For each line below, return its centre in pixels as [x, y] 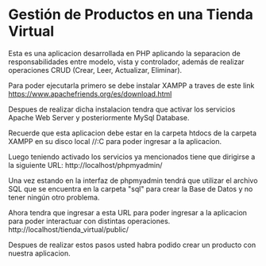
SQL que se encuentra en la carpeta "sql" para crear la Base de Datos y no [131, 188]
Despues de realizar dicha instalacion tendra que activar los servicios [122, 109]
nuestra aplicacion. [40, 253]
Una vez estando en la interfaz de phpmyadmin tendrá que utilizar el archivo [133, 180]
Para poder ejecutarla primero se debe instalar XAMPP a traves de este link [131, 85]
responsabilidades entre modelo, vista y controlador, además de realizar [126, 62]
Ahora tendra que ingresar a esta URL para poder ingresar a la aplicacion [128, 212]
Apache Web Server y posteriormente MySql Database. [99, 117]
